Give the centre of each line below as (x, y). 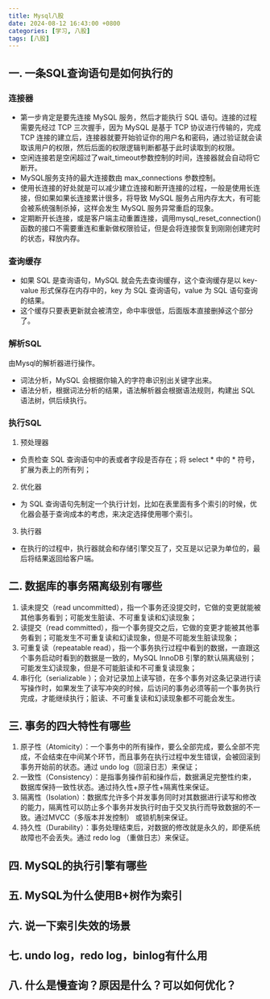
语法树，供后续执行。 (55, 400)
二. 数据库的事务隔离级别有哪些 (85, 586)
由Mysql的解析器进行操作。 (54, 363)
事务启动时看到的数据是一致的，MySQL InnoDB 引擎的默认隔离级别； (141, 657)
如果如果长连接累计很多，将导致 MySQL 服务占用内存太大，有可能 (151, 198)
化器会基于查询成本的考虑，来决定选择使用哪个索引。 (108, 514)
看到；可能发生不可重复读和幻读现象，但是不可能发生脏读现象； (133, 637)
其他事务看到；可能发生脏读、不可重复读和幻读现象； (108, 617)
